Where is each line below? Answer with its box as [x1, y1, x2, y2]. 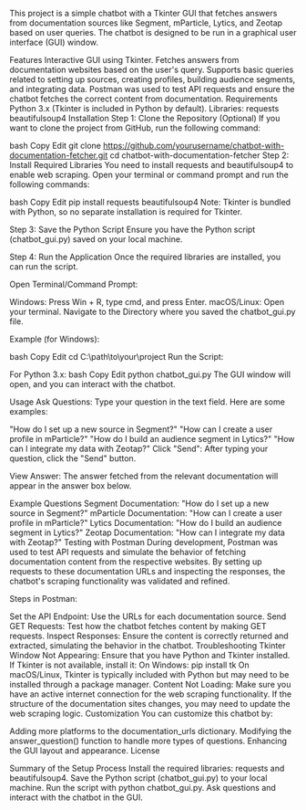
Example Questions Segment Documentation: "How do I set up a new [9, 498, 270, 509]
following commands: [9, 179, 90, 190]
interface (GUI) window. [9, 37, 98, 47]
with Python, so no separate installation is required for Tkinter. [9, 206, 243, 217]
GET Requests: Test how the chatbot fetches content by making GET [9, 621, 267, 631]
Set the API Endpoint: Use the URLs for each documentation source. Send [9, 611, 287, 622]
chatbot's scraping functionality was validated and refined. [9, 575, 230, 586]
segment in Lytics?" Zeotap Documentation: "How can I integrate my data [9, 527, 285, 538]
